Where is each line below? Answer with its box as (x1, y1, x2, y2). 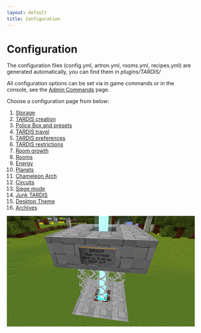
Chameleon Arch (15, 173, 57, 180)
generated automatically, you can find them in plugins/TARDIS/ (7, 69, 161, 76)
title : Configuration (7, 15, 61, 22)
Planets (15, 166, 35, 173)
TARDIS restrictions (15, 141, 64, 148)
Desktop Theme (15, 198, 55, 205)
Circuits (15, 179, 35, 186)
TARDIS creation (15, 116, 56, 123)
